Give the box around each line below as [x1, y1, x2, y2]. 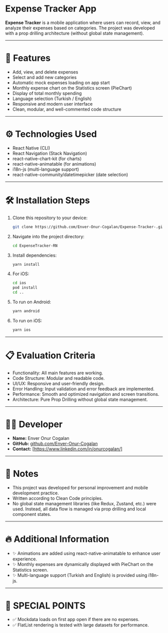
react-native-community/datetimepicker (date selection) [12, 171, 128, 178]
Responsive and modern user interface [12, 101, 93, 107]
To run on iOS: [12, 317, 42, 323]
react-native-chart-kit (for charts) [12, 156, 82, 162]
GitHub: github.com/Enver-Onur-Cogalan [12, 440, 98, 446]
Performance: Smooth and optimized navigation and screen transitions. [12, 391, 159, 397]
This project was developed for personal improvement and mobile [12, 484, 148, 490]
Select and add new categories [12, 74, 77, 80]
